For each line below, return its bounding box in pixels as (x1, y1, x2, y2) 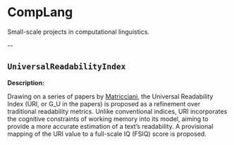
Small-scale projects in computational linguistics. (7, 27, 150, 36)
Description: (7, 78, 44, 87)
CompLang (7, 4, 73, 20)
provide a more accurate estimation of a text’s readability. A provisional (7, 122, 214, 130)
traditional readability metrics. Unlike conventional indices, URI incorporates (7, 107, 228, 115)
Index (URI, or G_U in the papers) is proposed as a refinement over (7, 99, 201, 108)
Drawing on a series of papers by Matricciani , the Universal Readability (7, 92, 214, 101)
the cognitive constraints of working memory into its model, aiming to (7, 114, 209, 123)
